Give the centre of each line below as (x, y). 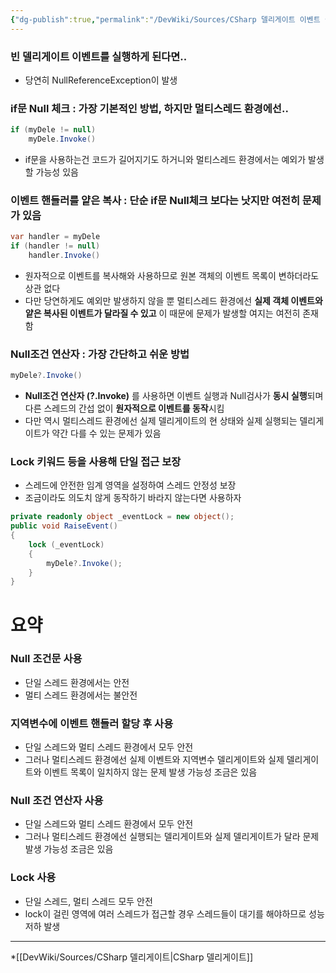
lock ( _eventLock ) (66, 544)
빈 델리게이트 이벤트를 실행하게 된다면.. (99, 56)
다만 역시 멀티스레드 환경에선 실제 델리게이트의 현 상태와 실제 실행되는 (161, 421)
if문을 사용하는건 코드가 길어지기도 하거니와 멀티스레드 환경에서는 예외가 (165, 159)
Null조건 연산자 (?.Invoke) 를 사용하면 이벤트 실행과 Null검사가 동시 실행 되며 (174, 396)
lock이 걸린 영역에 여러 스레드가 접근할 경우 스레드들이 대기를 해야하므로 (165, 913)
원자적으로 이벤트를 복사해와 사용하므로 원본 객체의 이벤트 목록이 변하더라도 (172, 275)
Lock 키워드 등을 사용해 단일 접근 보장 (96, 461)
